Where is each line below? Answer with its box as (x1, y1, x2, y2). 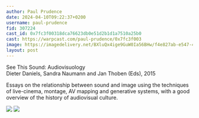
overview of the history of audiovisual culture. (6, 94, 118, 101)
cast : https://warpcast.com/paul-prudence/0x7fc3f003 (6, 36, 142, 42)
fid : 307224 (6, 25, 36, 31)
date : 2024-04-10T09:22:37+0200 (6, 14, 86, 20)
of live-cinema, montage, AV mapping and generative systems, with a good (6, 87, 190, 95)
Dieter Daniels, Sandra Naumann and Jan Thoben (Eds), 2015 (6, 69, 156, 77)
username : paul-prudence (6, 20, 68, 25)
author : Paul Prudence (6, 8, 62, 15)
